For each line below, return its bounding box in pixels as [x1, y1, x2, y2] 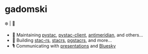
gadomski [5, 3, 48, 15]
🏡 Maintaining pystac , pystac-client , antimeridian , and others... [12, 31, 143, 38]
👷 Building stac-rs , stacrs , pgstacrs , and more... [12, 37, 112, 43]
